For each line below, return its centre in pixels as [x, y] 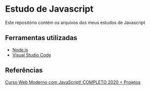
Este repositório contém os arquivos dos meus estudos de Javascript [75, 22]
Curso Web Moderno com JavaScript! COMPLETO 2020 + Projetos [73, 82]
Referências [24, 70]
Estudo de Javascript [49, 9]
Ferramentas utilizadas [41, 38]
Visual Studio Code [32, 55]
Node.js [20, 49]
